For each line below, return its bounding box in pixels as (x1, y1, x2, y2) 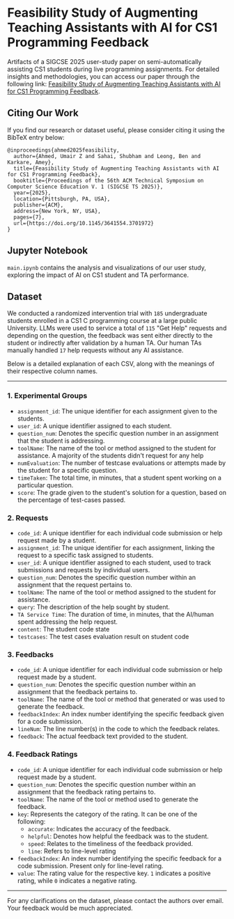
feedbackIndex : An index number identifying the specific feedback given (17, 710, 224, 718)
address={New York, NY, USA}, (13, 207, 101, 214)
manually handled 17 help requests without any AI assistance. (7, 346, 184, 354)
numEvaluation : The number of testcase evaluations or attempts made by (17, 458, 226, 467)
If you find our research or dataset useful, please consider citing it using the (7, 125, 225, 134)
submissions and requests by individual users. (17, 565, 150, 574)
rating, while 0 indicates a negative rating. (17, 876, 137, 885)
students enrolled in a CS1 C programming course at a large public (7, 317, 197, 325)
